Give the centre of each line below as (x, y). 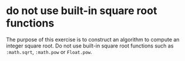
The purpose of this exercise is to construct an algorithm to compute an (93, 39)
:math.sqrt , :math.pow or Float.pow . (49, 52)
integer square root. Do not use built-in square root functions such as (90, 46)
